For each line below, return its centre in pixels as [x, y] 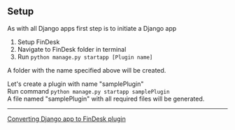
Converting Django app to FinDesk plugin [66, 119]
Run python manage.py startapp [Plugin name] [85, 57]
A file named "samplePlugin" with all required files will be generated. [106, 99]
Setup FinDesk [38, 42]
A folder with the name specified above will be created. [87, 70]
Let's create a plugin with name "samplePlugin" [76, 84]
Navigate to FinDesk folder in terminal [72, 49]
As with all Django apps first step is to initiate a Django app [92, 28]
